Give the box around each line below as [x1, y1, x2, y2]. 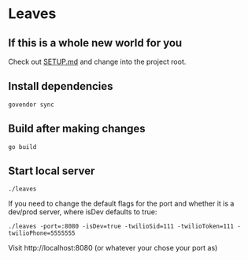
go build [8, 143, 37, 150]
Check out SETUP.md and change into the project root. [8, 57, 187, 66]
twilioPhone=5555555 [8, 229, 76, 237]
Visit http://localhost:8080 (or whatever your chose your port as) [8, 243, 218, 253]
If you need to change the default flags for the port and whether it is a [8, 199, 235, 209]
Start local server [8, 165, 95, 178]
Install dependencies [8, 80, 113, 93]
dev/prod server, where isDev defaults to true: [8, 207, 157, 217]
